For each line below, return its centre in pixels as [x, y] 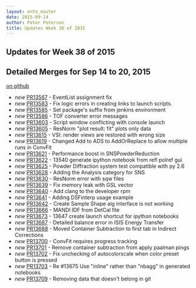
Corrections [29, 235]
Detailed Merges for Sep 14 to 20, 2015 [79, 72]
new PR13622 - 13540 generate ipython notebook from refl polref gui [98, 160]
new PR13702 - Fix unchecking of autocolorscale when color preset [97, 254]
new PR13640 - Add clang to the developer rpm [72, 191]
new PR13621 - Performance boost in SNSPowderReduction [87, 154]
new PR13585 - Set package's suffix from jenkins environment [90, 110]
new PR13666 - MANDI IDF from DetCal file [67, 210]
